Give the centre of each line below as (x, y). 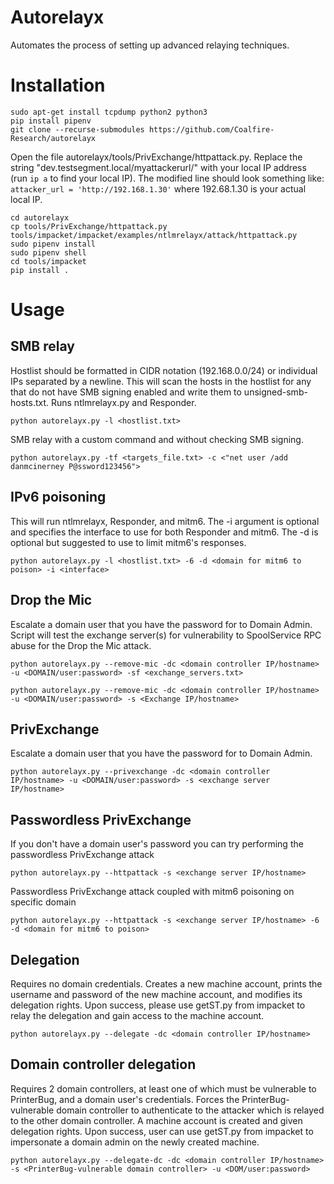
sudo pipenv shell (48, 252)
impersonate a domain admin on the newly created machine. (135, 1142)
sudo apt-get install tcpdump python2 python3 (109, 112)
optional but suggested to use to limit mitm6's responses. (128, 542)
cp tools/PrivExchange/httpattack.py (89, 226)
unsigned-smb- (275, 392)
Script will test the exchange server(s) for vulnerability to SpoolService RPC (166, 635)
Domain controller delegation (103, 1064)
